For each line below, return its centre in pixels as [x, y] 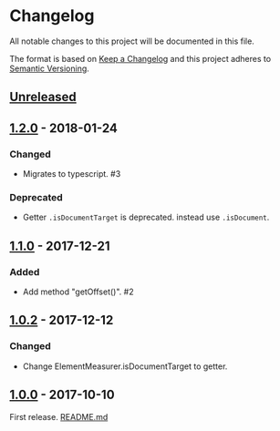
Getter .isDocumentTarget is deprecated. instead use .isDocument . [146, 217]
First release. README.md [59, 416]
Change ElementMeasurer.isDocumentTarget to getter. [125, 366]
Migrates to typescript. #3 [72, 174]
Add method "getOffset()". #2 [78, 292]
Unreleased [43, 97]
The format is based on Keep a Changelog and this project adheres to [140, 58]
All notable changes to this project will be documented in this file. [132, 41]
